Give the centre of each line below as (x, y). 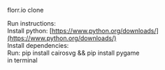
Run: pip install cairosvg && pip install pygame (73, 53)
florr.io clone (26, 10)
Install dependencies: (38, 45)
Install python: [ (30, 31)
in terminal (22, 60)
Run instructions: (31, 23)
